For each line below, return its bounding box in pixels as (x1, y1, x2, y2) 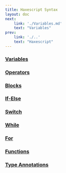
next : (5, 16, 16, 21)
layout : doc (5, 12, 29, 17)
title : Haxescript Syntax (5, 7, 58, 12)
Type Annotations (5, 161, 49, 168)
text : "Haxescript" (14, 39, 54, 44)
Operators (5, 69, 30, 75)
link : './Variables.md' (14, 21, 63, 26)
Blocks (5, 82, 22, 89)
